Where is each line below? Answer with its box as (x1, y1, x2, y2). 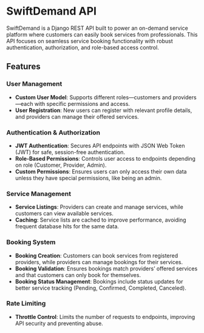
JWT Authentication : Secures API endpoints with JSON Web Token (15, 142, 185, 149)
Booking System (6, 238, 56, 247)
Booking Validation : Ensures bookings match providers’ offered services (15, 265, 198, 272)
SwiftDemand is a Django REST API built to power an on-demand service (6, 24, 188, 32)
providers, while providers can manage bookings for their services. (15, 258, 183, 265)
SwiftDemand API (6, 4, 97, 18)
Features (6, 61, 41, 72)
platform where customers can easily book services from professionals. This (6, 30, 198, 38)
